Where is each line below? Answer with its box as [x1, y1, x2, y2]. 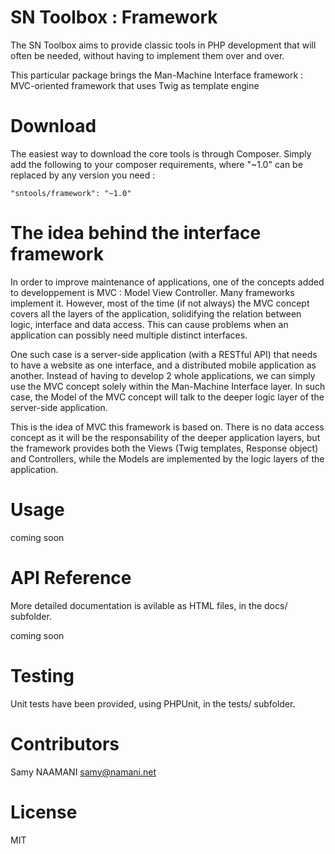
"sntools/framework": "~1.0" [10, 188, 132, 198]
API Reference [10, 566, 132, 589]
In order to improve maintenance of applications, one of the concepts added [10, 276, 325, 288]
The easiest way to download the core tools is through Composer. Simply [10, 147, 312, 160]
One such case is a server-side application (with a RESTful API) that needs [10, 348, 318, 360]
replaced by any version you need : [10, 169, 156, 181]
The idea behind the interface [10, 222, 262, 245]
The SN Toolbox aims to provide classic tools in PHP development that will [10, 39, 317, 51]
